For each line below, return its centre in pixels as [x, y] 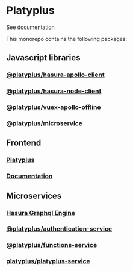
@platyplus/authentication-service [59, 229]
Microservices [34, 195]
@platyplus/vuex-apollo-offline [54, 107]
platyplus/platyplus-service [48, 261]
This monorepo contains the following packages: [67, 39]
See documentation [31, 27]
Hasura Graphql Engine [41, 213]
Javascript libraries [43, 58]
